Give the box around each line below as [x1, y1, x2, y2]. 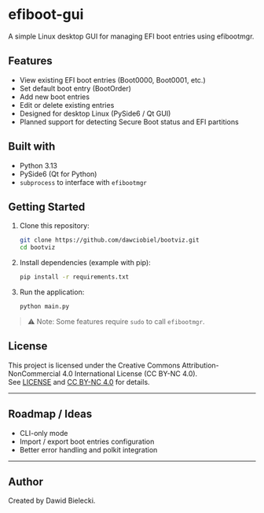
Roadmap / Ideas [8, 408, 93, 421]
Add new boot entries [19, 92, 90, 101]
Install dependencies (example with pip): [19, 258, 151, 268]
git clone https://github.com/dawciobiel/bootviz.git [19, 236, 200, 245]
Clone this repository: [19, 221, 90, 231]
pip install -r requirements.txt [19, 273, 130, 281]
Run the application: [19, 287, 85, 297]
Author [8, 474, 43, 489]
